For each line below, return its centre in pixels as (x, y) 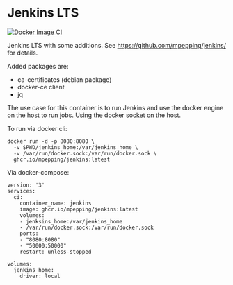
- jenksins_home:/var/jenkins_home (71, 221)
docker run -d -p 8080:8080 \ (51, 141)
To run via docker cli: (37, 128)
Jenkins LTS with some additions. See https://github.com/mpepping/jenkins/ (117, 45)
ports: (29, 234)
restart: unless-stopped (56, 252)
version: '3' (26, 185)
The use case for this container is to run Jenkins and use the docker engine (115, 107)
